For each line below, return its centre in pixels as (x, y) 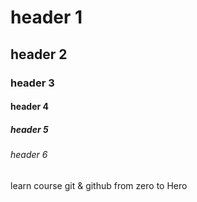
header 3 (32, 83)
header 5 (29, 129)
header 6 (29, 155)
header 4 (29, 107)
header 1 (46, 17)
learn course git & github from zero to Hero (99, 185)
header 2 (39, 54)
